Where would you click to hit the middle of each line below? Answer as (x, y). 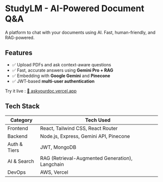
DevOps (17, 172)
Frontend (18, 128)
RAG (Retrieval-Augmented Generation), (86, 158)
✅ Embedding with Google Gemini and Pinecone (61, 76)
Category (22, 120)
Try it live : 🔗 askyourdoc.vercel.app (41, 91)
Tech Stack (22, 106)
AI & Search (21, 161)
